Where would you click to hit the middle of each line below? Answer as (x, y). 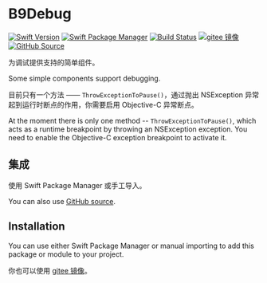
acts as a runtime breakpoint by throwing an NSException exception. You (128, 129)
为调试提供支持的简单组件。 (54, 62)
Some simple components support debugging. (84, 78)
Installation (37, 227)
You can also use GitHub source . (62, 201)
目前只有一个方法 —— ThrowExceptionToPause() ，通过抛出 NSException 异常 (134, 94)
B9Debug (40, 14)
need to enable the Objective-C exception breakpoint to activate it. (118, 137)
